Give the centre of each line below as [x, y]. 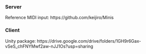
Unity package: [20, 41]
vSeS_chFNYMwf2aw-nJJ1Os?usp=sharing [49, 46]
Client [12, 30]
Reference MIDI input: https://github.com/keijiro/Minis [59, 18]
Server [14, 7]
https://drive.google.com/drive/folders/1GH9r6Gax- [89, 41]
